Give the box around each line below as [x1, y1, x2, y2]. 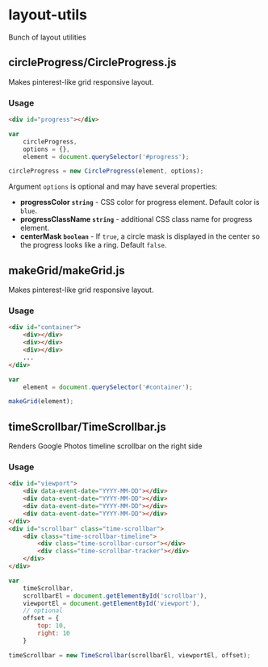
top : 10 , [37, 622, 67, 630]
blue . [19, 206, 38, 215]
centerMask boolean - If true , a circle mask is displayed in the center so [19, 231, 261, 241]
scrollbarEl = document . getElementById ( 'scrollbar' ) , [23, 591, 207, 600]
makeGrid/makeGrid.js [8, 264, 125, 277]
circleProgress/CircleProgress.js [8, 56, 177, 69]
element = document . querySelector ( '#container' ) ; [23, 383, 194, 391]
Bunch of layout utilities [8, 32, 86, 42]
